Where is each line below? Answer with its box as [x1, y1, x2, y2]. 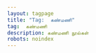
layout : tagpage [7, 10, 54, 17]
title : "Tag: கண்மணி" [7, 17, 75, 23]
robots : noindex [7, 36, 54, 43]
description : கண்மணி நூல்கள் [7, 29, 89, 36]
